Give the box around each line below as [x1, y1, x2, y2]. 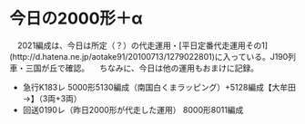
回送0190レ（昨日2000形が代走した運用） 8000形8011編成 [22, 104, 244, 115]
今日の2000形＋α [9, 8, 143, 29]
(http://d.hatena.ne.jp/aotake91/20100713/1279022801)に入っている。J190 [9, 51, 289, 62]
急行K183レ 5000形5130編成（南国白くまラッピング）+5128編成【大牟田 [22, 81, 296, 92]
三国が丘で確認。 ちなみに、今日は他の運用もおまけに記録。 [25, 62, 259, 73]
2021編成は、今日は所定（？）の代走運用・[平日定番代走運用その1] [16, 40, 269, 51]
